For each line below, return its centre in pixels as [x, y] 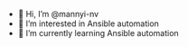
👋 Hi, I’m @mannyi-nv [58, 14]
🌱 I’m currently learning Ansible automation [98, 33]
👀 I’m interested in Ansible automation [89, 23]
